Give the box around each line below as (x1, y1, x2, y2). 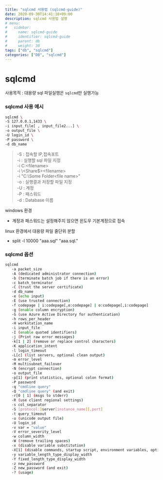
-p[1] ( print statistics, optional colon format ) (11, 375, 114, 380)
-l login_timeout (11, 348, 47, 353)
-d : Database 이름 (16, 197, 54, 203)
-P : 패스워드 (16, 191, 41, 197)
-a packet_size (11, 267, 42, 271)
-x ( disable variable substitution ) (11, 443, 86, 448)
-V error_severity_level (11, 429, 62, 434)
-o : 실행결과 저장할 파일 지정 (16, 178, 72, 185)
